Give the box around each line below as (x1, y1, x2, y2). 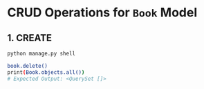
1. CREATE (7, 32, 53, 44)
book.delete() (7, 62, 48, 69)
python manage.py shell (7, 50, 76, 57)
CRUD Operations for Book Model (7, 5, 198, 21)
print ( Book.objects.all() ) (7, 68, 85, 76)
